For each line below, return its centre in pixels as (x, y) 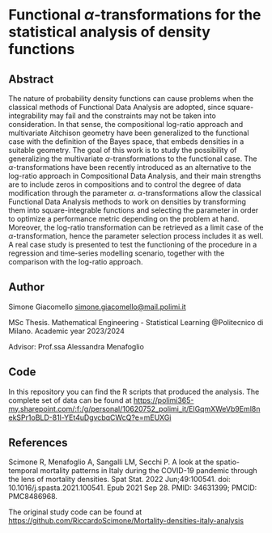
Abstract (31, 79)
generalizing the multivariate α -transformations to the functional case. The (133, 159)
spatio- (228, 462)
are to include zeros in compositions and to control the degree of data (125, 184)
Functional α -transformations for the (135, 15)
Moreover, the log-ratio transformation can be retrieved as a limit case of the (136, 227)
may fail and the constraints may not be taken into (133, 116)
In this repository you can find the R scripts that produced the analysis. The (134, 391)
